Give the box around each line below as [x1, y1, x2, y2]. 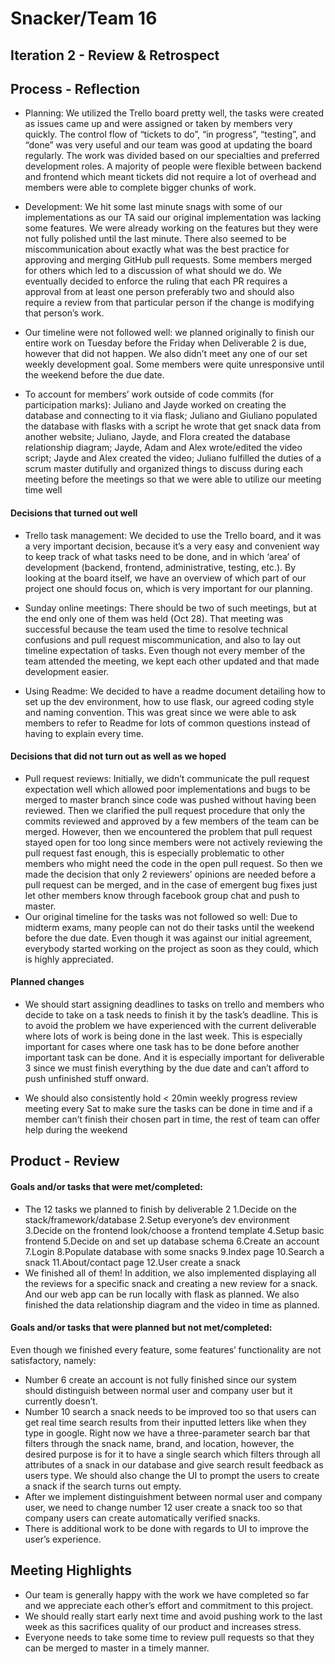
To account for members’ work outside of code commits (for [24, 388, 274, 401]
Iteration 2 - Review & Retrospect [10, 47, 220, 64]
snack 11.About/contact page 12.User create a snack [24, 1256, 242, 1268]
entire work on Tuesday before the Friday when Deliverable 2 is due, [24, 337, 307, 349]
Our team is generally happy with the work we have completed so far [24, 1588, 310, 1601]
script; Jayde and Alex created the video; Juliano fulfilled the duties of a [24, 452, 322, 464]
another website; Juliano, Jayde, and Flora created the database [24, 431, 291, 443]
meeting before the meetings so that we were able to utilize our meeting [24, 473, 322, 486]
